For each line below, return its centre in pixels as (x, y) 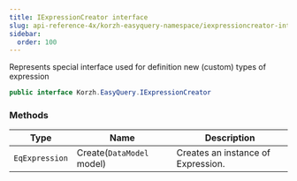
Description (230, 138)
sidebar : (25, 34)
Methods (29, 116)
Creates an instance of (224, 153)
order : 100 (37, 42)
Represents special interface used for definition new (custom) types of (138, 67)
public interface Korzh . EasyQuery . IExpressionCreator (110, 93)
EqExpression (41, 158)
